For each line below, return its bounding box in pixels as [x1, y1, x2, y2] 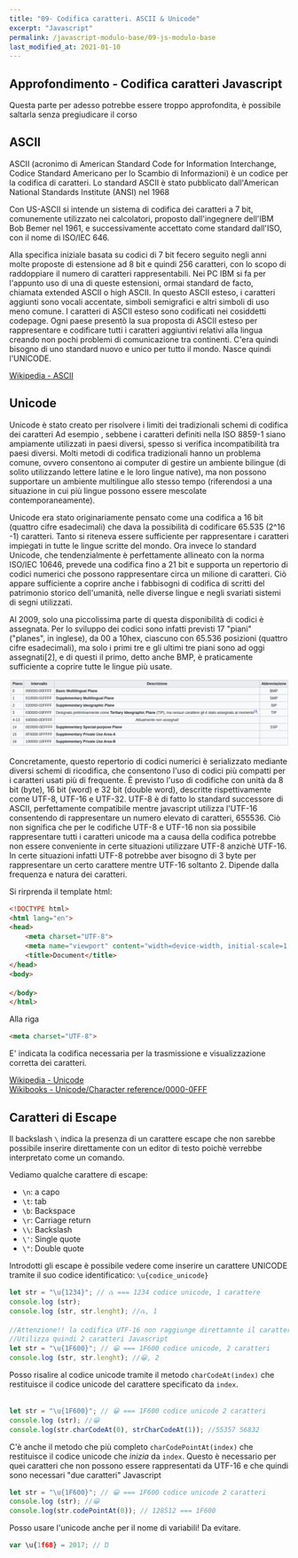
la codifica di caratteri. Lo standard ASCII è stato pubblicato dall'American [9, 177, 279, 188]
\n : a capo [21, 1186, 60, 1197]
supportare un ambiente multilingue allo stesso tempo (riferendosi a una [9, 475, 273, 487]
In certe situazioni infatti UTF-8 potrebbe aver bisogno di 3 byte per [9, 849, 257, 860]
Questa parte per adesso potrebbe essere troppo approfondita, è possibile [9, 100, 282, 111]
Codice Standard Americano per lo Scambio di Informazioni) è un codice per [9, 168, 289, 178]
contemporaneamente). [9, 495, 96, 505]
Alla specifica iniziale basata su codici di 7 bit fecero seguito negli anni [9, 249, 268, 260]
